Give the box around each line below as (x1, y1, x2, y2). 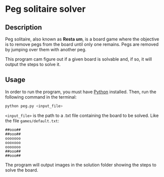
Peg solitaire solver (5, 3, 86, 15)
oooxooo (5, 140, 21, 145)
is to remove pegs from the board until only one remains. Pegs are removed (5, 41, 159, 47)
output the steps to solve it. (5, 62, 61, 67)
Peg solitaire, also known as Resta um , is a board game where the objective (5, 36, 160, 42)
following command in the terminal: (5, 94, 77, 100)
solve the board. (5, 167, 39, 173)
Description (5, 23, 42, 32)
